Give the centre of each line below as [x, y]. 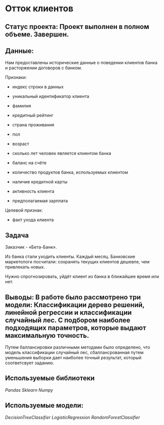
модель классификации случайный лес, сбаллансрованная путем [74, 352]
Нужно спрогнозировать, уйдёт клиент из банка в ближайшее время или [82, 276]
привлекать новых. [25, 267]
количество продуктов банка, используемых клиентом [70, 173]
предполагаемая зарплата [40, 201]
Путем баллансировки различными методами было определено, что [78, 347]
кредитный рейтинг [33, 115]
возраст [21, 144]
